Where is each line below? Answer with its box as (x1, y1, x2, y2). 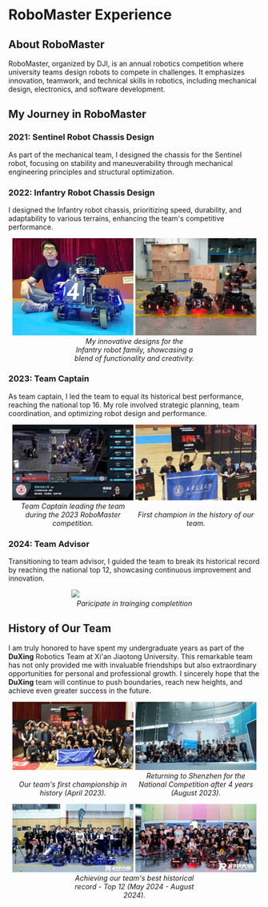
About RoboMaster (8, 38, 106, 51)
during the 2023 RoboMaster (25, 509, 122, 519)
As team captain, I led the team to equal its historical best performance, (8, 391, 244, 401)
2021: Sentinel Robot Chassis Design (8, 132, 154, 143)
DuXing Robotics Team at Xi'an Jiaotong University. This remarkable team (8, 651, 254, 661)
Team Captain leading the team (21, 501, 126, 511)
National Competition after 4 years (138, 779, 254, 789)
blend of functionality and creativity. (74, 353, 194, 362)
